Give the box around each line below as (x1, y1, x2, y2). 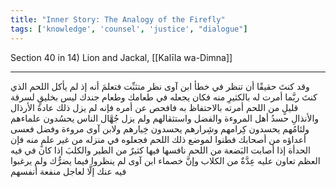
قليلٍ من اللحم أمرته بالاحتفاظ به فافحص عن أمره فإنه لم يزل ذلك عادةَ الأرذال (10, 101, 299, 113)
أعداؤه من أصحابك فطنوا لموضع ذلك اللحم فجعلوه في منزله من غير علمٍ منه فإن (10, 133, 307, 145)
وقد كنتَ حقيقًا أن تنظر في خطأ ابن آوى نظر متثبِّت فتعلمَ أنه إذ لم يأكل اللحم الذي (10, 80, 310, 92)
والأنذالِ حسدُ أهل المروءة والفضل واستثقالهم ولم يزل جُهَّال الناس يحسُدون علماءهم (10, 112, 320, 124)
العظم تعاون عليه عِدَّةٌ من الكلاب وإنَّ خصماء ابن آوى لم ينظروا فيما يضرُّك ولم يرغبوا (10, 154, 321, 166)
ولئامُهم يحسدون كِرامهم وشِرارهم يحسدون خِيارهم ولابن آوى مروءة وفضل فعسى (10, 122, 310, 135)
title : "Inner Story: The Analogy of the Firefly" (10, 14, 226, 25)
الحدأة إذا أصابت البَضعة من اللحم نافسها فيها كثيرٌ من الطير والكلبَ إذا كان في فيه (10, 144, 311, 156)
